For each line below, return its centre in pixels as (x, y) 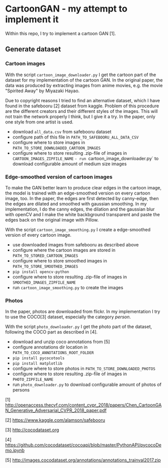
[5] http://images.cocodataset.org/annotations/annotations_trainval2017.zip (83, 460)
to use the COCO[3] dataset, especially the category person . (68, 317)
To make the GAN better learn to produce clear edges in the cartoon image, (83, 187)
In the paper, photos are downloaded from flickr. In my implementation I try (83, 312)
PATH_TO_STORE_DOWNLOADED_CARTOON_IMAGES (56, 148)
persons (21, 390)
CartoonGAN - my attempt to (66, 9)
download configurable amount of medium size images (69, 164)
